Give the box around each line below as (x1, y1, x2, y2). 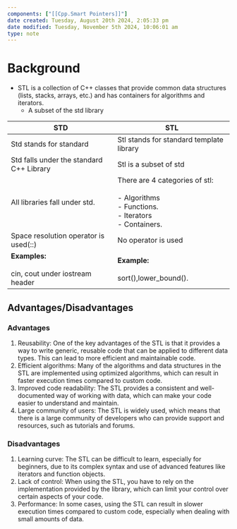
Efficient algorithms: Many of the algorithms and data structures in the (17, 361, 221, 370)
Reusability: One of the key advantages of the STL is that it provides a (17, 339, 221, 347)
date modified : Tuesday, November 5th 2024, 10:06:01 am (7, 23, 178, 30)
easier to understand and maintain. (17, 399, 119, 407)
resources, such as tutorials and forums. (17, 421, 135, 430)
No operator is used (117, 236, 183, 245)
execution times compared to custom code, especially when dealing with (17, 507, 230, 516)
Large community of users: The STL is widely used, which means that (17, 406, 221, 415)
